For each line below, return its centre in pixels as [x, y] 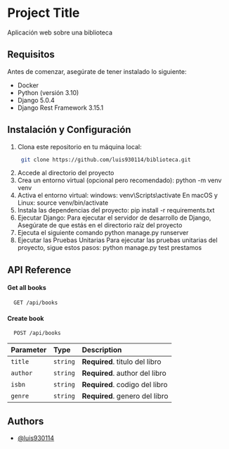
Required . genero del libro [125, 396]
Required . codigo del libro [125, 385]
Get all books [27, 288]
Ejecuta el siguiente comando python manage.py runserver [103, 233]
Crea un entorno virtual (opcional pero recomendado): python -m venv [119, 180]
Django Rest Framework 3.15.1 [60, 108]
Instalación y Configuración [69, 130]
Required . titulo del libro [122, 362]
